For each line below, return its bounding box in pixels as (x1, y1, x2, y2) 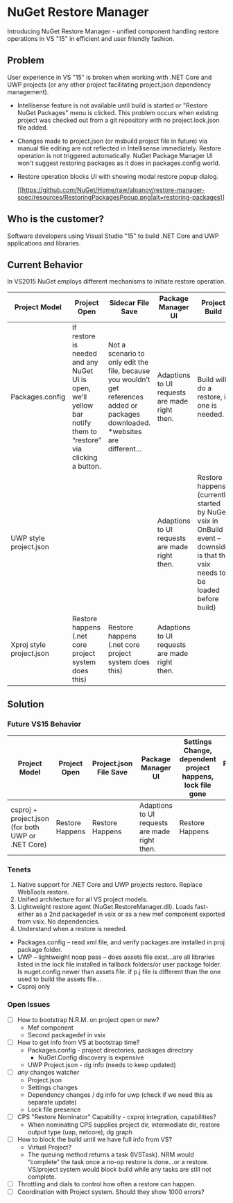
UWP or (10, 831, 36, 841)
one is (197, 401, 217, 410)
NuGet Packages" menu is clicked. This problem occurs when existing (17, 108, 218, 116)
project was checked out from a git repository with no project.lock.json (17, 116, 220, 124)
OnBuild (197, 525, 223, 535)
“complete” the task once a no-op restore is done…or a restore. (27, 1157, 209, 1166)
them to (71, 427, 97, 437)
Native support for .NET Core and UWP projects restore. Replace (17, 881, 202, 889)
